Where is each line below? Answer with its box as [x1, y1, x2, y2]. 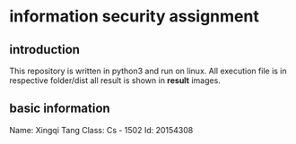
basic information [9, 101, 110, 116]
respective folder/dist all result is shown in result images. [9, 75, 222, 86]
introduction [9, 42, 81, 57]
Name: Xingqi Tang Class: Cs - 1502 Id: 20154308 [9, 124, 194, 135]
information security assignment [9, 6, 260, 27]
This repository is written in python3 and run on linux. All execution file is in [9, 65, 287, 76]
